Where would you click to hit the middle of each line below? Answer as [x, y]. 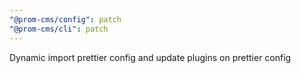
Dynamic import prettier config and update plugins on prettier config [150, 57]
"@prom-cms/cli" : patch [59, 29]
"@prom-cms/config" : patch [65, 19]
